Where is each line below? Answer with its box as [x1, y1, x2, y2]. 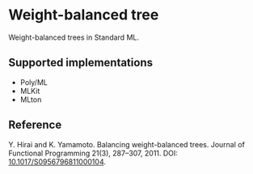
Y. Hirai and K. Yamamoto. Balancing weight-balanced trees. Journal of [8, 139, 245, 149]
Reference [8, 118, 62, 132]
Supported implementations [8, 56, 154, 70]
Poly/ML [19, 77, 48, 87]
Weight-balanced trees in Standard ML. [8, 32, 140, 42]
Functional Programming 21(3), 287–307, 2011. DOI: [8, 148, 178, 158]
